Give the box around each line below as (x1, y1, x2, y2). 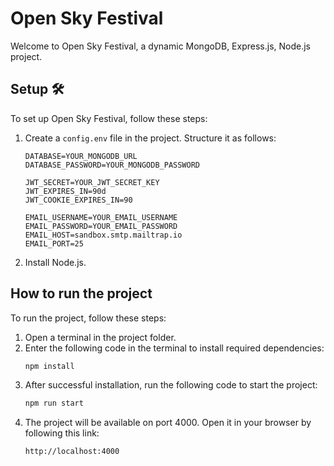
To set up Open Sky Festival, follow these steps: (10, 112, 208, 124)
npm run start (24, 398, 84, 409)
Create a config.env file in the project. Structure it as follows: (24, 132, 277, 144)
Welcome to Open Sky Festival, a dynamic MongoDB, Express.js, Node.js (10, 40, 311, 52)
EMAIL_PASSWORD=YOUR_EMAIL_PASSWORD (24, 221, 178, 231)
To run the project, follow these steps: (10, 312, 167, 324)
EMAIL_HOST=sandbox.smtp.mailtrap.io (24, 230, 183, 240)
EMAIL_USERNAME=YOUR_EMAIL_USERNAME (24, 212, 178, 222)
